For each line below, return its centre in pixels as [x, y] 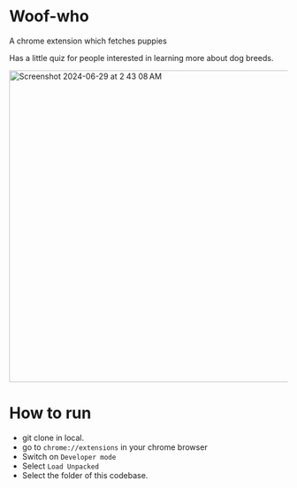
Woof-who [49, 16]
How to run [50, 413]
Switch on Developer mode [69, 456]
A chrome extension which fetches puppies [88, 41]
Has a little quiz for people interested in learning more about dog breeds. [141, 58]
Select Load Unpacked [61, 466]
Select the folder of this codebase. [85, 475]
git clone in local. [53, 438]
